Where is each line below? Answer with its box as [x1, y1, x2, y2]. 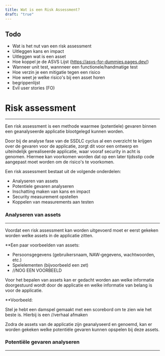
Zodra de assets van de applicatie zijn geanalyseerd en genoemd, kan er [5, 321, 152, 327]
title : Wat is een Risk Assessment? [5, 7, 80, 12]
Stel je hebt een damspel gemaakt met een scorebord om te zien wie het [5, 306, 152, 312]
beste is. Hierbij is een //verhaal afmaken [5, 312, 88, 318]
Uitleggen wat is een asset [12, 54, 66, 60]
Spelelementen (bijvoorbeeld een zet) [12, 262, 89, 268]
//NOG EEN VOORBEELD [12, 267, 62, 273]
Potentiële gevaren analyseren [5, 339, 80, 346]
